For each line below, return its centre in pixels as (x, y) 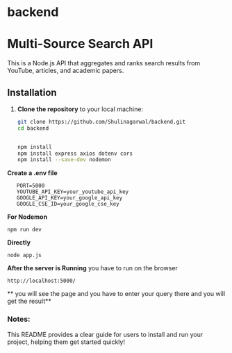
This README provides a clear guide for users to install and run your (105, 334)
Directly (19, 243)
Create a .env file (32, 173)
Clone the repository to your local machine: (80, 109)
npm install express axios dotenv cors (75, 154)
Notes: (19, 319)
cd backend (33, 128)
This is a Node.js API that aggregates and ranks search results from (104, 63)
